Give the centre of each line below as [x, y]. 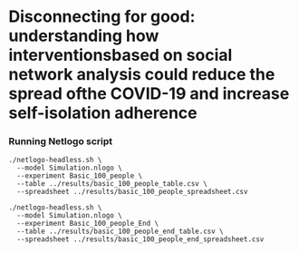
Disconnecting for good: [102, 17]
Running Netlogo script [61, 141]
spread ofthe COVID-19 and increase [149, 94]
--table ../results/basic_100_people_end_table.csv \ [120, 232]
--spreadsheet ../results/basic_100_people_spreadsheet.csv [132, 192]
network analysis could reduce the [142, 75]
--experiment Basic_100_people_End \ [88, 224]
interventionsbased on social [120, 55]
